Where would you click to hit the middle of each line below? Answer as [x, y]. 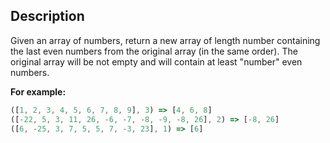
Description [47, 16]
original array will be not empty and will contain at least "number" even [156, 61]
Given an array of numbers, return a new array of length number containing [165, 40]
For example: [38, 91]
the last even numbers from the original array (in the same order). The [154, 51]
